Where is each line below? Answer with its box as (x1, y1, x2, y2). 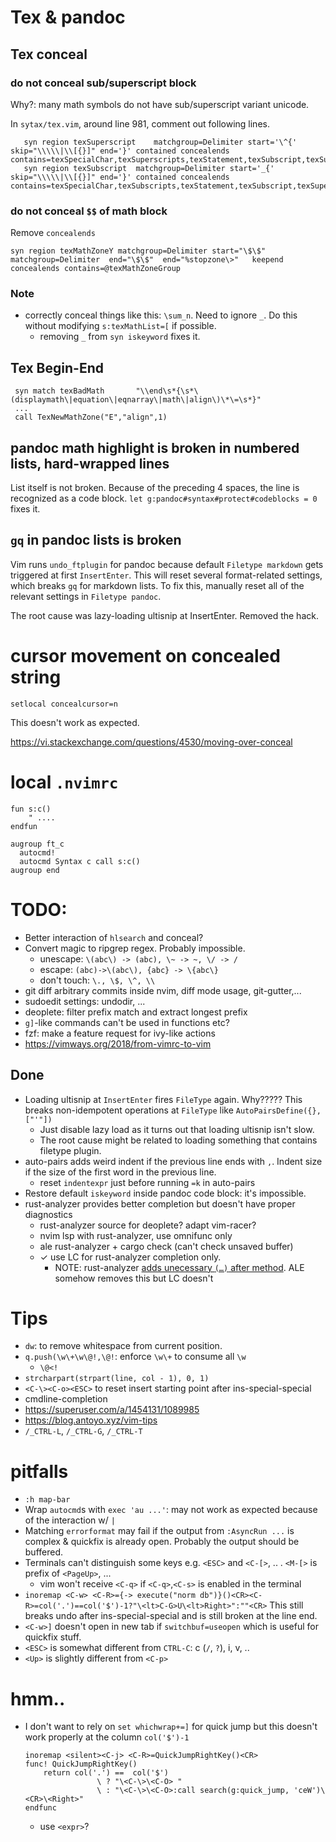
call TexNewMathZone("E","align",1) (14, 412, 168, 423)
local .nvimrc (10, 771, 119, 794)
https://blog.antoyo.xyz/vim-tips (24, 1414, 158, 1426)
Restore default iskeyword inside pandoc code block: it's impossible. (24, 1187, 307, 1199)
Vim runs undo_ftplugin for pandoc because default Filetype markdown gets (10, 558, 324, 570)
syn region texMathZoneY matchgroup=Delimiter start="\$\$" (10, 246, 267, 256)
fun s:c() (10, 804, 52, 814)
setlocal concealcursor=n (10, 699, 118, 709)
